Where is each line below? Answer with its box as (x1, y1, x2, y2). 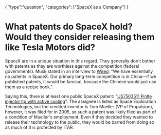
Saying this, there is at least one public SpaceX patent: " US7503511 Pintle (5, 93, 152, 99)
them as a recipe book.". (5, 84, 54, 90)
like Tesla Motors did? (5, 42, 96, 53)
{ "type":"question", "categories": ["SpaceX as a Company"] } (5, 4, 129, 10)
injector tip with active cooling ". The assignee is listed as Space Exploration (5, 98, 157, 104)
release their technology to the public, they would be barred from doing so (5, 119, 155, 125)
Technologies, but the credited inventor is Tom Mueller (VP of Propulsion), (5, 103, 154, 109)
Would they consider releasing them (5, 32, 155, 43)
